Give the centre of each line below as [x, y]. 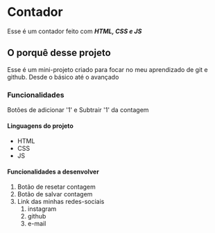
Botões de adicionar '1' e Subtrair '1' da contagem [78, 110]
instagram [42, 209]
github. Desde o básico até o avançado [63, 77]
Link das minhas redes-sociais [61, 202]
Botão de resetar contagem [56, 187]
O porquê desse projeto [59, 53]
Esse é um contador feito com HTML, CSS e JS [75, 31]
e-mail [37, 224]
